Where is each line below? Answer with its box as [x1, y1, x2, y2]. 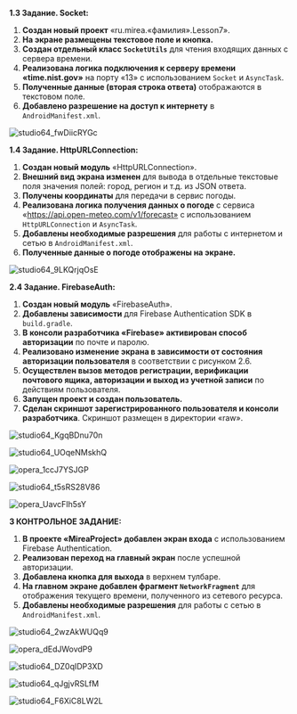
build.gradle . [21, 318, 73, 328]
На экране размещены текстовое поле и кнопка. [21, 35, 213, 45]
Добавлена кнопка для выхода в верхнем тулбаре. [21, 571, 221, 582]
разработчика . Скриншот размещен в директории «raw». [21, 413, 244, 423]
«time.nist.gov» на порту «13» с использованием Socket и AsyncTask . [21, 72, 285, 83]
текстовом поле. [21, 91, 86, 102]
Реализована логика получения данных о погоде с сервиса [21, 200, 255, 210]
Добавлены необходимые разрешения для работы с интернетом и [21, 228, 283, 239]
